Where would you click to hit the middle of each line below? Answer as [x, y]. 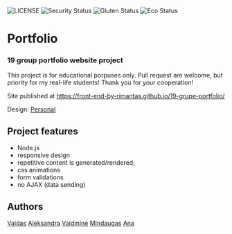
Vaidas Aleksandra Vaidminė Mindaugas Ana [71, 223]
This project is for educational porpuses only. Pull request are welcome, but [115, 75]
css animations [39, 170]
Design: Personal [32, 109]
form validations [40, 177]
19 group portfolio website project [65, 60]
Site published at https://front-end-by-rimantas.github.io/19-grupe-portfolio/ [116, 96]
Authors [25, 207]
